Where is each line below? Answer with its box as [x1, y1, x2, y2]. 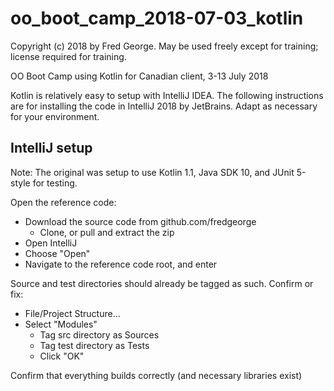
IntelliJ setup [10, 140, 93, 157]
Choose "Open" [24, 247, 91, 259]
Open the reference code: [10, 196, 117, 208]
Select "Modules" [24, 318, 98, 330]
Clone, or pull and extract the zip [39, 226, 175, 238]
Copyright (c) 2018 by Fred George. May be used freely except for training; [10, 40, 319, 52]
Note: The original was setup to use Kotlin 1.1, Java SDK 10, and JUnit [10, 166, 295, 178]
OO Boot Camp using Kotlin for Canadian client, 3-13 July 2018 [10, 70, 269, 82]
